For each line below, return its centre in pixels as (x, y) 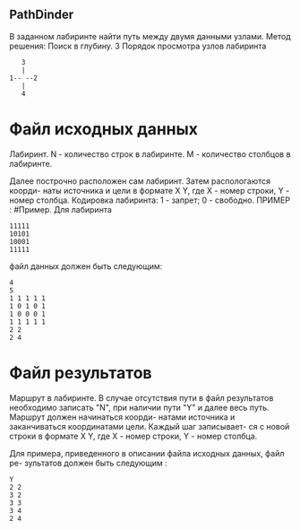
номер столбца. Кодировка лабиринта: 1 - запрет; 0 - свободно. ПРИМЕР (150, 200)
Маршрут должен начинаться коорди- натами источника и (122, 417)
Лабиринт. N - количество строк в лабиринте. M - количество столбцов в (150, 154)
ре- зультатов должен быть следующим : (88, 463)
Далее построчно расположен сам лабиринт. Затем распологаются (140, 181)
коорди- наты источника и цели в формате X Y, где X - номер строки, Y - (150, 190)
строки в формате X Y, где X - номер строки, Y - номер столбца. (133, 436)
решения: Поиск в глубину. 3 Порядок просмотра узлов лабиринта (138, 46)
